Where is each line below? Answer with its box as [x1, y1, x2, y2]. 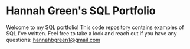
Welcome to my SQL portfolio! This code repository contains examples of [6, 24, 184, 31]
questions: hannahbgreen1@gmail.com [6, 36, 100, 43]
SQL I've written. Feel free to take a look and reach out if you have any [6, 30, 177, 37]
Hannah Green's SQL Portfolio [6, 4, 156, 18]
